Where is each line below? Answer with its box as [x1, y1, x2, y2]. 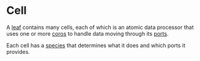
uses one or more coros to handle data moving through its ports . [6, 30, 169, 37]
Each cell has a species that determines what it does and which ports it [6, 42, 185, 49]
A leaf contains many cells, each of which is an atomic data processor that [6, 24, 194, 31]
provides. [6, 48, 31, 55]
